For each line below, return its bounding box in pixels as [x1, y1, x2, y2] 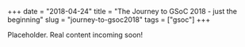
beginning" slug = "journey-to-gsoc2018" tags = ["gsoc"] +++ [7, 15, 211, 24]
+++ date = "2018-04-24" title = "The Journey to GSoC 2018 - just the [7, 7, 237, 16]
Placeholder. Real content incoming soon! [7, 31, 144, 39]
